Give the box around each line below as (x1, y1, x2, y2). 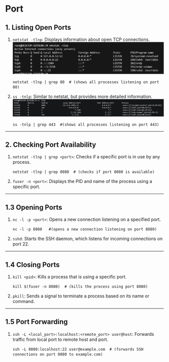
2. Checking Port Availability (5, 141, 97, 149)
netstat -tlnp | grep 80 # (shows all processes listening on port (12, 79, 159, 85)
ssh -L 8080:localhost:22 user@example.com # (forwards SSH (12, 346, 144, 352)
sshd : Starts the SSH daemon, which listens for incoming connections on (12, 235, 163, 242)
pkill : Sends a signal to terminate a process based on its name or (12, 293, 149, 299)
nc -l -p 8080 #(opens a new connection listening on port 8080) (12, 227, 157, 232)
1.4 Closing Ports (5, 260, 60, 269)
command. (12, 298, 35, 305)
